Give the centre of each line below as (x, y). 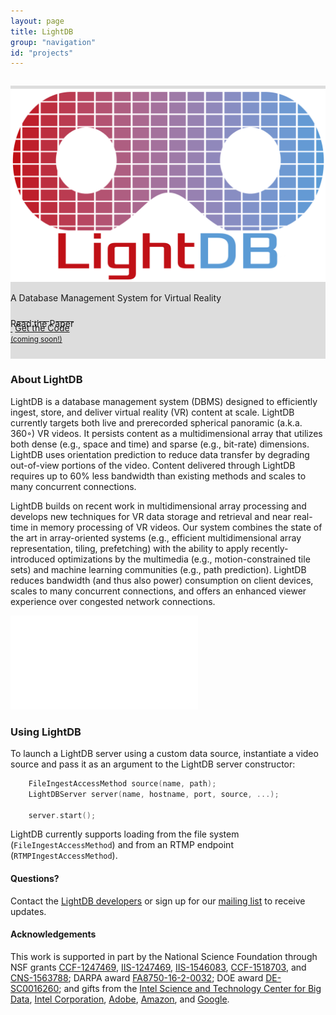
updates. (28, 911)
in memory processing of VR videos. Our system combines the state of (176, 527)
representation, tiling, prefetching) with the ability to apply (130, 548)
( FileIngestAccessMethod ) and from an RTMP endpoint (122, 845)
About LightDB (46, 380)
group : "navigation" (53, 42)
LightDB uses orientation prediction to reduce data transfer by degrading (160, 454)
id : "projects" (42, 53)
